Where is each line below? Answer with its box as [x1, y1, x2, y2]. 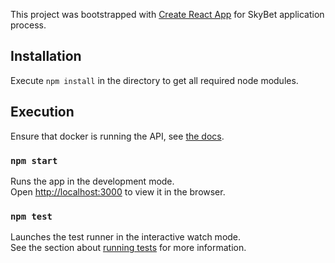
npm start [10, 155, 58, 166]
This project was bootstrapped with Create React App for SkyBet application [10, 9, 325, 20]
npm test [10, 210, 53, 222]
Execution [10, 104, 75, 121]
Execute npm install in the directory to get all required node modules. [10, 74, 299, 86]
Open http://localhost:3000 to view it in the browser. [10, 185, 226, 198]
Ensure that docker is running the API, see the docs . [10, 130, 225, 142]
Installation [10, 48, 82, 65]
